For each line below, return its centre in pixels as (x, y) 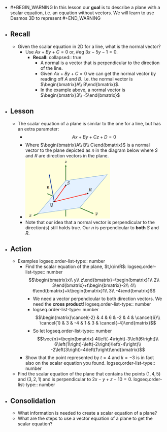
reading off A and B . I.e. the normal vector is (87, 79)
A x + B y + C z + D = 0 (94, 137)
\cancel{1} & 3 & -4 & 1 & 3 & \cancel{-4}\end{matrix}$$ (98, 323)
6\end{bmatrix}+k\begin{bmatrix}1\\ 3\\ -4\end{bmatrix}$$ (94, 291)
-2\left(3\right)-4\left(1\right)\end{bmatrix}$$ (98, 350)
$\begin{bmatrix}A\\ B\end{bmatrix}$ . (80, 84)
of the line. (52, 68)
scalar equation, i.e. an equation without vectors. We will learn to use (82, 13)
